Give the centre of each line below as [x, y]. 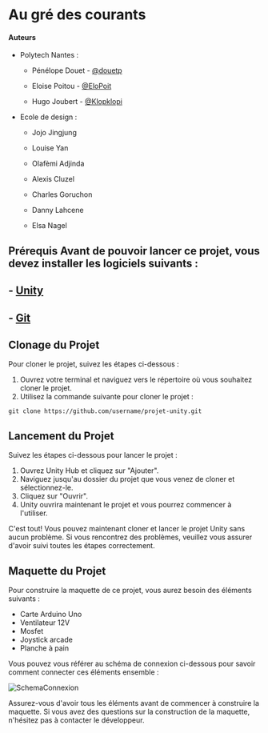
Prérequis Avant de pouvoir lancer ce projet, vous [134, 251]
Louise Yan [50, 148]
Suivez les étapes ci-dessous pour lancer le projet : [93, 455]
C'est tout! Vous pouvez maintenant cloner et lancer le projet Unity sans [127, 529]
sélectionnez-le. [46, 488]
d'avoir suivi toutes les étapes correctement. [82, 546]
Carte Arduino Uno [51, 614]
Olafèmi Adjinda [58, 164]
